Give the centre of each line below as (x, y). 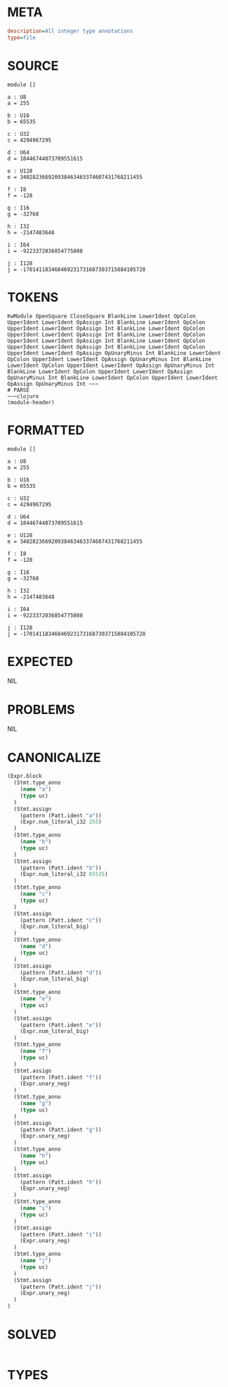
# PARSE (19, 390)
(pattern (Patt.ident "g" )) (61, 1130)
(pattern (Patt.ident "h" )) (61, 1182)
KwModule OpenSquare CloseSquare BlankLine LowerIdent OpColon (102, 316)
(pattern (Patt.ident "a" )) (61, 815)
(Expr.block (25, 776)
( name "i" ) (36, 1208)
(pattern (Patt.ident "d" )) (61, 972)
